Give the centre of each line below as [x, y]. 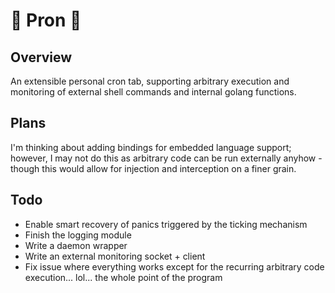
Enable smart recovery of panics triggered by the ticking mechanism [166, 224]
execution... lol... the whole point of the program [123, 277]
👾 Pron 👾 [46, 20]
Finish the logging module [78, 235]
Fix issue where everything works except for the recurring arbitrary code [174, 266]
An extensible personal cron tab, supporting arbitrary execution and [150, 81]
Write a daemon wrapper [76, 245]
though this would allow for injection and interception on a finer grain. [153, 168]
